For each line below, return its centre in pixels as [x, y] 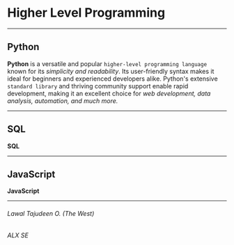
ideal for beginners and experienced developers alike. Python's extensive [112, 79]
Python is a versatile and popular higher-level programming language [107, 63]
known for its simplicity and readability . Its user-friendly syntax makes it [111, 71]
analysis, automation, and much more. [63, 101]
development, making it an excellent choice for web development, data [109, 93]
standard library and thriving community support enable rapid [98, 86]
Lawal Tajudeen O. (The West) [51, 213]
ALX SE [18, 235]
